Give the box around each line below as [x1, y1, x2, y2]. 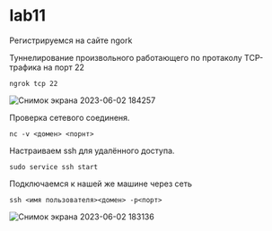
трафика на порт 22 [9, 62, 85, 73]
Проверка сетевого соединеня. [9, 112, 130, 123]
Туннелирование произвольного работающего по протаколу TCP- [9, 52, 264, 63]
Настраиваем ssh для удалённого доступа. [9, 145, 175, 156]
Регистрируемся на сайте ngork [9, 35, 133, 46]
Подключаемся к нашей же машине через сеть [9, 178, 193, 189]
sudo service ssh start [9, 162, 99, 171]
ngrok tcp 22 [9, 79, 58, 88]
